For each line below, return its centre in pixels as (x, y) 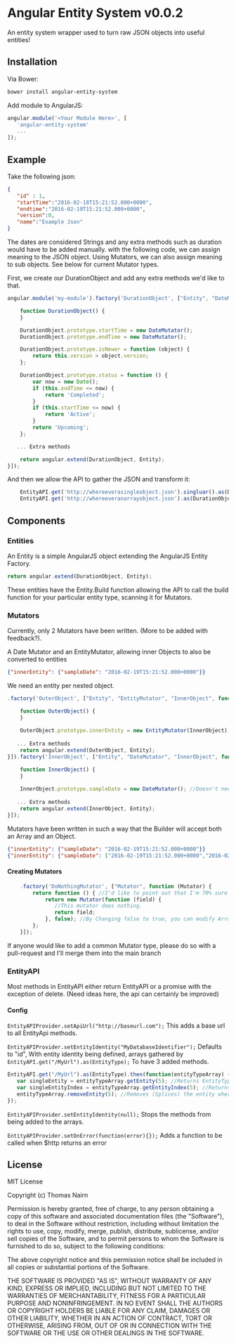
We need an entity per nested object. (61, 685)
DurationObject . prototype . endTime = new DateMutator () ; (104, 337)
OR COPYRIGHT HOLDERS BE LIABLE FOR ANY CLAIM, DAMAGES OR (109, 1311)
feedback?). (25, 638)
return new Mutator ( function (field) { (103, 900)
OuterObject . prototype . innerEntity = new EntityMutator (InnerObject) (124, 731)
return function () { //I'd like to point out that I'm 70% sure (130, 893)
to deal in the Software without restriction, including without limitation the (113, 1224)
